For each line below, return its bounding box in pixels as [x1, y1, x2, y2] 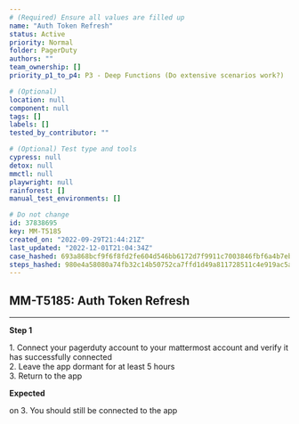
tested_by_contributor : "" [9, 128, 109, 138]
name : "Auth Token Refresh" [9, 21, 114, 30]
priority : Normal [9, 37, 74, 47]
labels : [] [9, 120, 50, 129]
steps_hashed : [9, 260, 62, 269]
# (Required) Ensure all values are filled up [9, 12, 185, 22]
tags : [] [9, 112, 42, 121]
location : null [9, 95, 66, 104]
